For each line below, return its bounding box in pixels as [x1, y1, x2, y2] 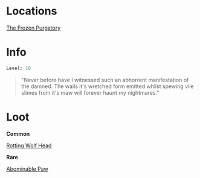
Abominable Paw [6, 165, 48, 173]
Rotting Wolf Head [6, 142, 52, 149]
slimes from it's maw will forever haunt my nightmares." [21, 89, 160, 96]
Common [6, 130, 30, 137]
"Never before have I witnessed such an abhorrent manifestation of [21, 76, 189, 83]
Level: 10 [6, 65, 31, 71]
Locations [6, 4, 57, 18]
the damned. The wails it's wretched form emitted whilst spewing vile [21, 83, 194, 90]
